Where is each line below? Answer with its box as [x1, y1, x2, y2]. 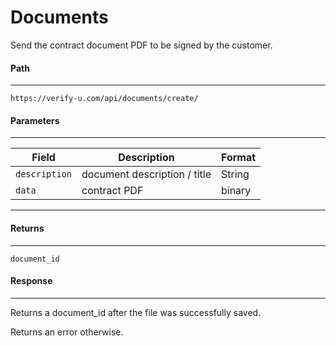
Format [220, 151, 257, 165]
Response [10, 275, 53, 287]
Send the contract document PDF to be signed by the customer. [10, 39, 273, 51]
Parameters [10, 114, 60, 126]
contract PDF [81, 184, 144, 198]
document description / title [81, 167, 212, 181]
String [220, 167, 250, 181]
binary [220, 184, 252, 198]
